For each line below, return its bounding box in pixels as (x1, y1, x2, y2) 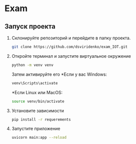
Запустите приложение (11, 126, 60, 131)
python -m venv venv (11, 63, 54, 67)
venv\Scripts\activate (11, 80, 58, 85)
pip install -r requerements (11, 117, 71, 122)
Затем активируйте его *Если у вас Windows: (11, 71, 107, 77)
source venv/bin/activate (11, 99, 64, 104)
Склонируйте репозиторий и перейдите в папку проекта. (11, 35, 131, 41)
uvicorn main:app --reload (11, 135, 67, 140)
